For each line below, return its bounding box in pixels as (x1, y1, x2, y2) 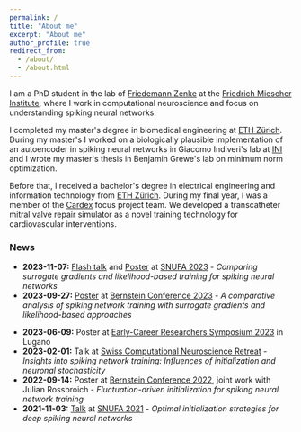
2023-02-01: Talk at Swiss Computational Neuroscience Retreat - (22, 346, 268, 356)
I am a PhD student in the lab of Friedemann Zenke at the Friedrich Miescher (9, 87, 292, 99)
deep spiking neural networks (22, 413, 133, 424)
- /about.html (17, 64, 70, 73)
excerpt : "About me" (9, 30, 87, 39)
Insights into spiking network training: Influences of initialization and (22, 355, 276, 366)
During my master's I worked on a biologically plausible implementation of (9, 134, 283, 145)
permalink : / (9, 13, 58, 22)
